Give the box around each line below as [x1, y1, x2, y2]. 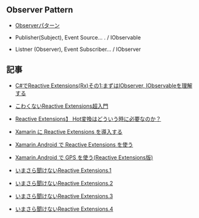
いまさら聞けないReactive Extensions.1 [15, 167, 112, 174]
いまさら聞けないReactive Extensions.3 [15, 192, 113, 199]
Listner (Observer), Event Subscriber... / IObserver [15, 45, 141, 53]
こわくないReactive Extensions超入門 [15, 102, 109, 110]
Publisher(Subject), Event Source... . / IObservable [15, 33, 141, 41]
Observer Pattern [6, 5, 73, 15]
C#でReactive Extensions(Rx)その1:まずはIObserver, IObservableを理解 [15, 82, 193, 89]
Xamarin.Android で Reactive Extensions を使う [15, 140, 133, 148]
